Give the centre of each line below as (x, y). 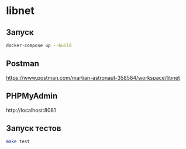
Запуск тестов (34, 128)
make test (18, 142)
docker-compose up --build (39, 45)
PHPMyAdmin (32, 96)
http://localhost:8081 (31, 110)
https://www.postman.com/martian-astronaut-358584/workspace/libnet (93, 77)
